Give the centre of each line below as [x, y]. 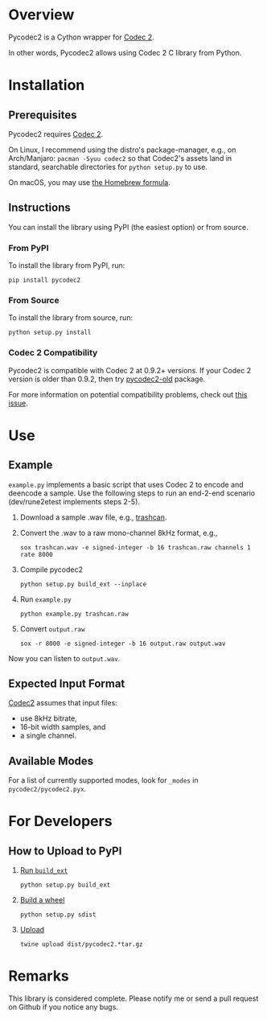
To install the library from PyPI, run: [67, 265]
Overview [41, 15]
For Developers [60, 821]
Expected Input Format [67, 684]
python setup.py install [50, 333]
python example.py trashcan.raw [74, 614]
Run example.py [45, 599]
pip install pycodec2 [45, 280]
